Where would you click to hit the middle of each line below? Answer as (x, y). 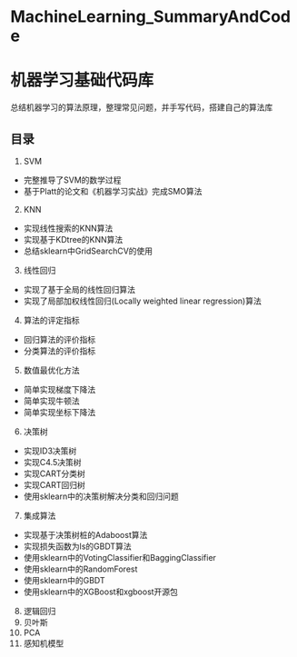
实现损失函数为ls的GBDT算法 (77, 546)
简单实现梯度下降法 (59, 389)
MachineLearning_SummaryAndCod (151, 17)
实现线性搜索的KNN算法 (68, 228)
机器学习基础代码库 (82, 80)
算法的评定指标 (51, 320)
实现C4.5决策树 (52, 462)
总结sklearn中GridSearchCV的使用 (88, 251)
